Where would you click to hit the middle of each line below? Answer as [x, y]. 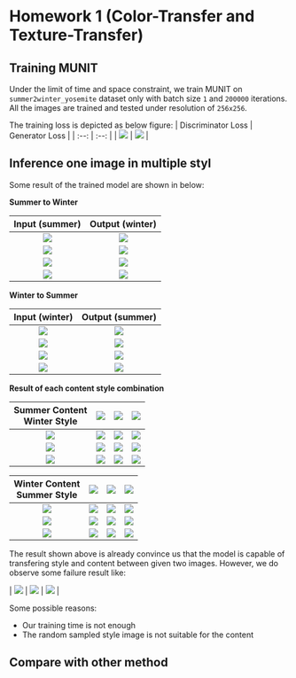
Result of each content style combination [87, 388]
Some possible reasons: [53, 608]
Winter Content [47, 483]
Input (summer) [47, 223]
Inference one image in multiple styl [110, 164]
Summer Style [47, 495]
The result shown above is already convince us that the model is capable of [147, 553]
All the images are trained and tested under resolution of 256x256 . [129, 108]
